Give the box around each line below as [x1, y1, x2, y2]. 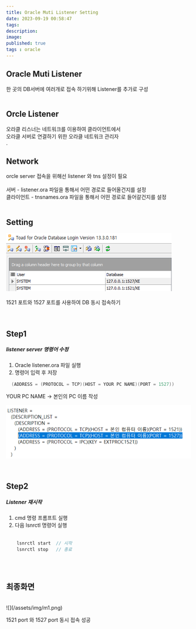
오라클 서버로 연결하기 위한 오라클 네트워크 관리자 [6, 133, 119, 140]
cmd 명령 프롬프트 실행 [14, 514, 68, 522]
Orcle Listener [6, 109, 59, 119]
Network [6, 156, 39, 166]
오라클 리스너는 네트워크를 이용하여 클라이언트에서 [6, 125, 121, 132]
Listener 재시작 [6, 498, 42, 505]
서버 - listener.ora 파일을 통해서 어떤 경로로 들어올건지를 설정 [6, 186, 147, 193]
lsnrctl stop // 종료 [16, 547, 72, 553]
